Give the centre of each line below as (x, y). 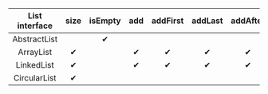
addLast (207, 21)
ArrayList (35, 52)
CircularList (35, 78)
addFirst (167, 21)
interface (35, 25)
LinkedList (35, 65)
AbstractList (35, 39)
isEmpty (105, 21)
